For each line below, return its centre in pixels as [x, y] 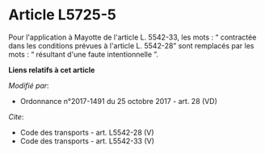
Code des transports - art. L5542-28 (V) [87, 132]
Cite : [16, 117]
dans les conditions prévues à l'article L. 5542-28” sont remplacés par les [131, 45]
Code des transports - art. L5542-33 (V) [87, 141]
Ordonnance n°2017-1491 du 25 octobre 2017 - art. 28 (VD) [119, 101]
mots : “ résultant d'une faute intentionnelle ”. [84, 54]
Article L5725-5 [63, 15]
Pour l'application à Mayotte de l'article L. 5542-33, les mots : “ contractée [132, 37]
